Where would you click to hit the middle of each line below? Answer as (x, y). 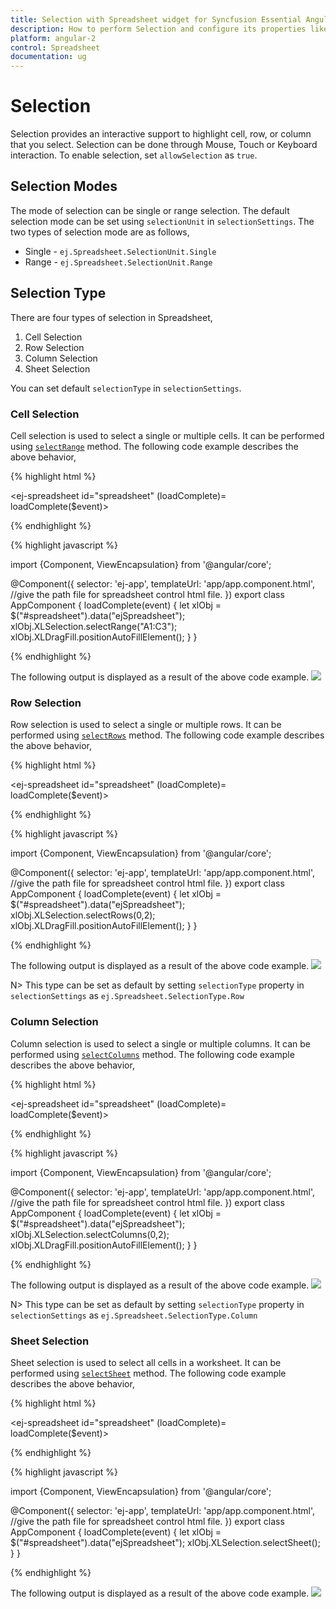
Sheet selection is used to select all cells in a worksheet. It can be (146, 1362)
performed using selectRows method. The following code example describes (167, 735)
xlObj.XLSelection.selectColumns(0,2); (90, 1234)
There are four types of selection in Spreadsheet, (111, 317)
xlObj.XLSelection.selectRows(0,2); (83, 915)
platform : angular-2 (53, 38)
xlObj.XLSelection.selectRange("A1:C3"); (94, 626)
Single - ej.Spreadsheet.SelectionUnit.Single (120, 251)
